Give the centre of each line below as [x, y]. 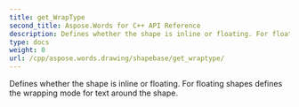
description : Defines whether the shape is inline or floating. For [139, 34]
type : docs [29, 42]
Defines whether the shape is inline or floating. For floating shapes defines [146, 84]
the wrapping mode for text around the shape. [93, 93]
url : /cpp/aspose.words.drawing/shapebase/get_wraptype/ [117, 58]
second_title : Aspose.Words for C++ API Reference [105, 26]
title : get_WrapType [48, 17]
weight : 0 [28, 50]
